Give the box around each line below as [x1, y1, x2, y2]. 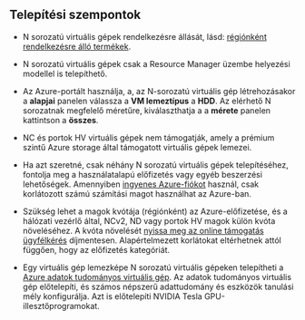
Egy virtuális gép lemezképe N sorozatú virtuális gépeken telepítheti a [22, 262, 284, 273]
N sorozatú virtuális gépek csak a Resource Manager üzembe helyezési [22, 58, 290, 69]
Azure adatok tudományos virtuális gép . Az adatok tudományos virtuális [22, 271, 292, 282]
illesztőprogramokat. [22, 300, 100, 311]
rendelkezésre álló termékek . [22, 41, 132, 52]
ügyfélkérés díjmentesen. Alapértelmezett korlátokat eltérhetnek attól [22, 235, 281, 246]
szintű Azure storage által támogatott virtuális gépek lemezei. [22, 141, 252, 152]
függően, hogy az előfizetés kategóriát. [22, 244, 171, 255]
